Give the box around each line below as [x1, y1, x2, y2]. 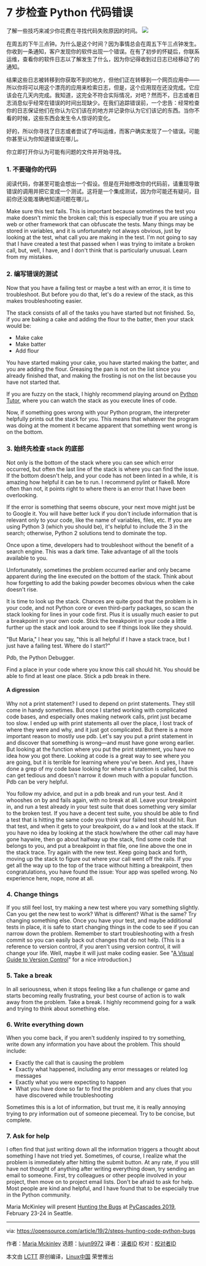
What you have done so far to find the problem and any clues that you [15, 1085, 192, 1092]
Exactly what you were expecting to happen [15, 1078, 126, 1086]
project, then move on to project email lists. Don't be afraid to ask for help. [6, 1178, 194, 1186]
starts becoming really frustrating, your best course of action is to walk [6, 991, 186, 999]
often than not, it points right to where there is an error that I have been [6, 485, 186, 492]
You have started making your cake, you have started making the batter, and [6, 359, 199, 366]
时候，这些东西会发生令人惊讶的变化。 [17, 114, 114, 121]
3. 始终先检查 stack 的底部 [6, 444, 84, 453]
